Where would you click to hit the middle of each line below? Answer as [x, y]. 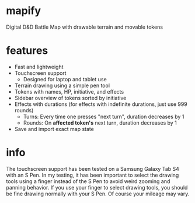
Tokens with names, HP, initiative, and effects [69, 91]
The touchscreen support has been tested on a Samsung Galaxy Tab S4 [93, 168]
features [27, 51]
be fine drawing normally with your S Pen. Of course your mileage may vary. [98, 194]
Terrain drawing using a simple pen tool [62, 85]
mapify [24, 11]
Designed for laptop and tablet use [65, 79]
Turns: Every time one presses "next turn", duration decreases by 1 [104, 116]
